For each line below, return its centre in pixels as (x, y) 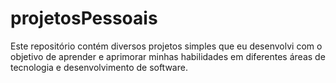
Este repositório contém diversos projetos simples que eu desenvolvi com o (166, 46)
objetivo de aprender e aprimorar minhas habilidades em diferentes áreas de (168, 56)
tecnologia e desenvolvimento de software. (99, 67)
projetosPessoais (84, 18)
